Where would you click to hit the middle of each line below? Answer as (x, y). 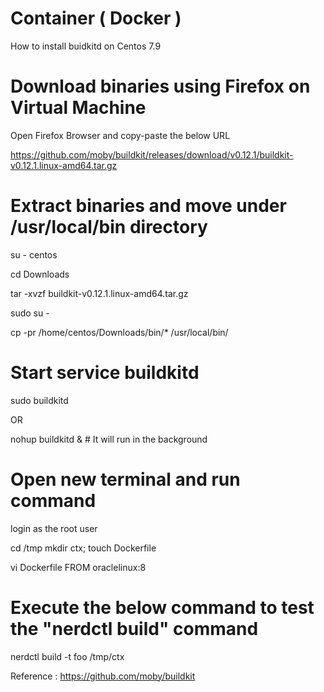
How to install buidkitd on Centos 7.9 (86, 46)
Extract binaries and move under (148, 206)
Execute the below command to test (162, 607)
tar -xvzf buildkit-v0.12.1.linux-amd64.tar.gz (99, 293)
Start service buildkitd (105, 373)
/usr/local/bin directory (109, 227)
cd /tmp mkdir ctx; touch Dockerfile (83, 548)
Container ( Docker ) (96, 18)
